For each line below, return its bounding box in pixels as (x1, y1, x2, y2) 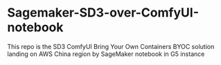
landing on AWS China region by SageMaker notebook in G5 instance (7, 50, 205, 58)
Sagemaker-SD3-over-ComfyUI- (7, 5, 200, 21)
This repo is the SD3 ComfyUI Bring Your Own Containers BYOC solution (7, 42, 215, 50)
